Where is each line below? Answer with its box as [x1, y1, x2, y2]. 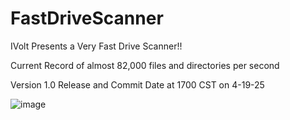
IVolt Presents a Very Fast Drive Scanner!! [10, 40, 183, 52]
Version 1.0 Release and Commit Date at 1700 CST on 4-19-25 [10, 78, 265, 91]
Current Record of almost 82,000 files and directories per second [10, 59, 280, 71]
